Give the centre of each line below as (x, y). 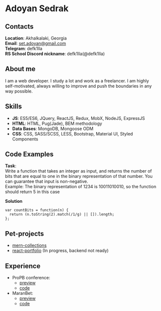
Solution (14, 201)
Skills (13, 107)
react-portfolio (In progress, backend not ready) (60, 251)
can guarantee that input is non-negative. (47, 181)
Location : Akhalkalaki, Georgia (36, 38)
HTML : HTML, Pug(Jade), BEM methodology (57, 123)
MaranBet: (22, 293)
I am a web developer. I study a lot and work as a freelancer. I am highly (77, 80)
